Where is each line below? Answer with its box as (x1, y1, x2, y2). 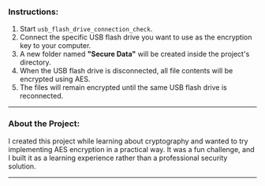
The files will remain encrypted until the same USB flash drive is (19, 83, 227, 92)
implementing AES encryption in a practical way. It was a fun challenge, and (8, 144, 255, 154)
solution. (8, 161, 37, 171)
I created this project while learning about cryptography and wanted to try (8, 136, 248, 146)
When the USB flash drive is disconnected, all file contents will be (19, 66, 233, 76)
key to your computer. (19, 41, 91, 50)
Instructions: (8, 6, 59, 17)
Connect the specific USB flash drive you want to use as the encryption (19, 32, 252, 42)
